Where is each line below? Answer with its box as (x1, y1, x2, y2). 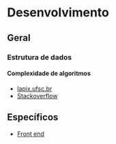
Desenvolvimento (7, 5, 109, 20)
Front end (16, 130, 44, 138)
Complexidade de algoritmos (7, 70, 91, 78)
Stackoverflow (16, 91, 58, 100)
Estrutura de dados (7, 53, 72, 62)
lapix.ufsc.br (16, 84, 53, 93)
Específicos (7, 111, 59, 124)
